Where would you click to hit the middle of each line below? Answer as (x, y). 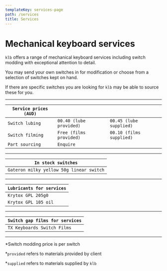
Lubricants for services (37, 188)
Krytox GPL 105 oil (31, 202)
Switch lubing (24, 123)
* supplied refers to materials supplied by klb (51, 264)
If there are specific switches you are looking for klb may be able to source (82, 87)
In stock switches (56, 163)
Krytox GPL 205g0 (28, 195)
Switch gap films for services (45, 221)
